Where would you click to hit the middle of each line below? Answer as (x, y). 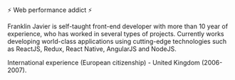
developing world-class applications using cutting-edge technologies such (117, 41)
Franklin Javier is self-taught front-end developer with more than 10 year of (118, 26)
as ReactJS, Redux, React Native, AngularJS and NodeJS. (92, 49)
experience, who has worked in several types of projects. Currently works (116, 34)
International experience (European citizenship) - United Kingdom (104, 63)
